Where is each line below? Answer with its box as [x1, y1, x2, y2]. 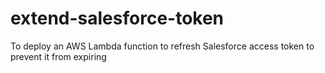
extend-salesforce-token [10, 7, 225, 30]
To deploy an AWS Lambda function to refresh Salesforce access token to [10, 40, 315, 52]
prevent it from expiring [10, 50, 107, 62]
